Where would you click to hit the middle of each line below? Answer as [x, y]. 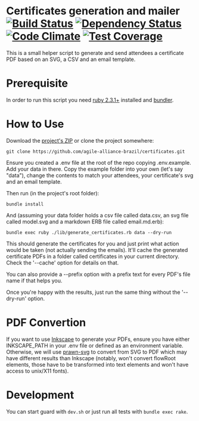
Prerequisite [37, 83]
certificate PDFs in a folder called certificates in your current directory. [93, 256]
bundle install [25, 204]
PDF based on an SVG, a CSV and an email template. [71, 59]
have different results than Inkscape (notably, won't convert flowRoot [91, 358]
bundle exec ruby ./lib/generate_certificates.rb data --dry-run [89, 232]
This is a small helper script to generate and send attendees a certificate [95, 53]
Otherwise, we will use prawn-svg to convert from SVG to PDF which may [97, 352]
